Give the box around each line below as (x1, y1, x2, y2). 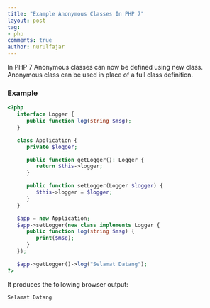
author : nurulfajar (7, 43, 65, 50)
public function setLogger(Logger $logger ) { (26, 182, 163, 189)
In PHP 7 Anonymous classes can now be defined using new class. (7, 63, 204, 71)
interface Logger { (16, 111, 74, 118)
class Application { (16, 136, 78, 144)
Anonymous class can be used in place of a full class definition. (7, 70, 194, 79)
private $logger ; (26, 143, 78, 150)
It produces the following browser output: (7, 280, 129, 288)
